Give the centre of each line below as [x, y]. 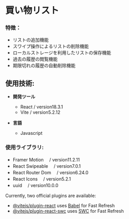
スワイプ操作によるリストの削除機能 [51, 46]
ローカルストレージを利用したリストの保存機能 [62, 53]
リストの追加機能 [31, 40]
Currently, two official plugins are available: [51, 195]
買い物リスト [32, 11]
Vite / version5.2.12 [40, 112]
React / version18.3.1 [42, 107]
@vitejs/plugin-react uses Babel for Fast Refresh [64, 205]
